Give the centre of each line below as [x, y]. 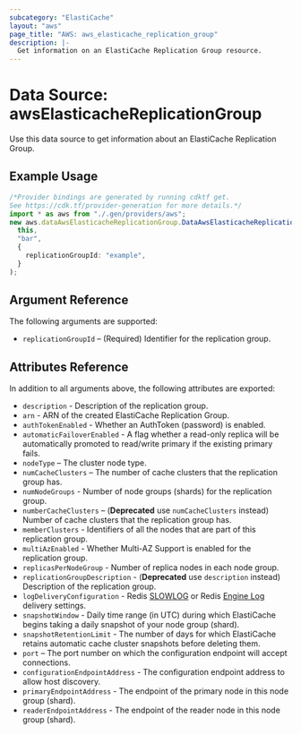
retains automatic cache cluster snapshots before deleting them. [142, 644]
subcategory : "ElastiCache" [62, 17]
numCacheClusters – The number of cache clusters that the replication [150, 473]
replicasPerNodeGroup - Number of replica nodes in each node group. [150, 568]
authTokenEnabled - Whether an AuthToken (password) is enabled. [144, 425]
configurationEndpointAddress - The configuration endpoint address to [153, 672]
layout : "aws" [36, 26]
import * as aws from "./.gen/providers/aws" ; [98, 214]
